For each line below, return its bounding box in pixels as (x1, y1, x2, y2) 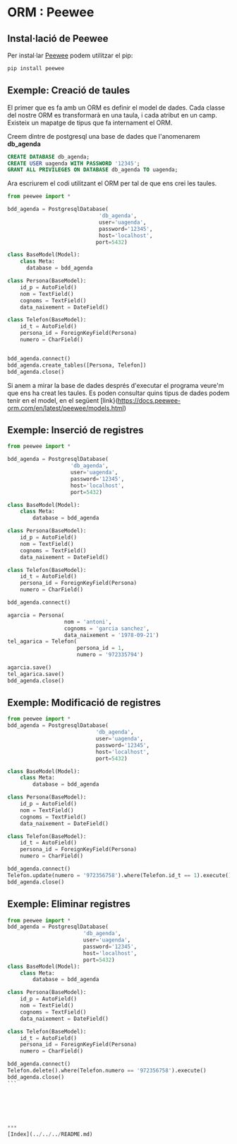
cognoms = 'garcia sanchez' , (63, 624, 150, 632)
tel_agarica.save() (7, 670, 65, 677)
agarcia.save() (7, 664, 52, 671)
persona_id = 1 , (76, 645, 125, 652)
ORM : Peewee (7, 4, 95, 21)
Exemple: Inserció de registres (7, 424, 144, 436)
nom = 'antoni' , (63, 618, 112, 625)
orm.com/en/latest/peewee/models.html (7, 404, 125, 412)
